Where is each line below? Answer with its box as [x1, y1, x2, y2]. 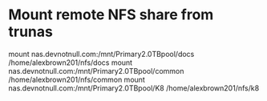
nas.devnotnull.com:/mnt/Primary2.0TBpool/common [8, 66, 184, 75]
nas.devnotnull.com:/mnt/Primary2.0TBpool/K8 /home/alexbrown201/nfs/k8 [8, 83, 260, 93]
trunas [8, 22, 54, 41]
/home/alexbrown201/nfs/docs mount [8, 58, 133, 67]
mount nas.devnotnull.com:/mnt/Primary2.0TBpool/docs [8, 49, 195, 59]
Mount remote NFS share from [8, 6, 214, 24]
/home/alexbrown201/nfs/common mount [8, 75, 146, 84]
